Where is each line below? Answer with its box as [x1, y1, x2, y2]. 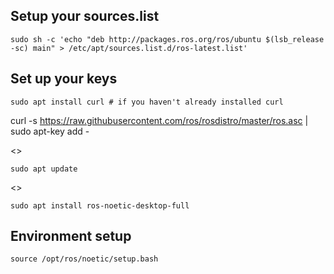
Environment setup [10, 228, 132, 245]
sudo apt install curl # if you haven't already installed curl [10, 97, 284, 107]
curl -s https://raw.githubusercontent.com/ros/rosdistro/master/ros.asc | [10, 114, 309, 126]
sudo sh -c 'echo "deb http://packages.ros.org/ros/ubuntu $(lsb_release [10, 34, 325, 44]
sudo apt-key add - [10, 125, 90, 137]
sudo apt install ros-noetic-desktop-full [10, 200, 190, 211]
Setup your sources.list [10, 8, 160, 25]
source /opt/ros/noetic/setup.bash [10, 254, 159, 264]
